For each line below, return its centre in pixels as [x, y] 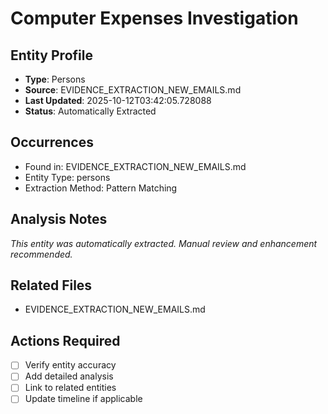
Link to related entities [70, 388]
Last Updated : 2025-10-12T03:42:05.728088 [118, 100]
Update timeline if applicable [83, 399]
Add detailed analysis [69, 376]
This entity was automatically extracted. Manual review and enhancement [164, 243]
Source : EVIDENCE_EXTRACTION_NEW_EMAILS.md [133, 90]
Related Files [51, 285]
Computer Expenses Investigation [154, 18]
